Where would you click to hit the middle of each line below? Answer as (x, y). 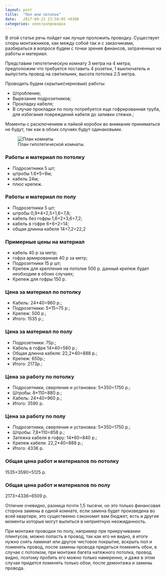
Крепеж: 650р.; (29, 358)
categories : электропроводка (35, 24)
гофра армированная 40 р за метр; (50, 258)
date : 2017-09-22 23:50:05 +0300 (42, 19)
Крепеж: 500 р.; (29, 313)
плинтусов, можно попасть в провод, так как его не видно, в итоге (77, 536)
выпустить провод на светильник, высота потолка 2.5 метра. (71, 74)
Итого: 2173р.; (27, 364)
